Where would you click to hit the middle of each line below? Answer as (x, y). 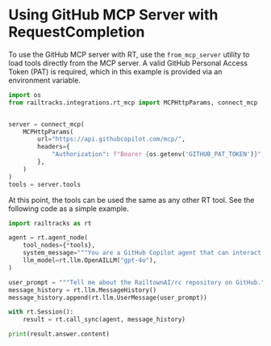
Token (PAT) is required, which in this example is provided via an (115, 71)
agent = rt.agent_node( (48, 238)
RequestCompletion (77, 32)
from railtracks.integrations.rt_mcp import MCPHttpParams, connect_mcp (133, 103)
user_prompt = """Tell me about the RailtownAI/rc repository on (120, 282)
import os (25, 95)
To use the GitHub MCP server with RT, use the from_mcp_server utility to (129, 54)
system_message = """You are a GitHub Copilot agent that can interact (142, 253)
